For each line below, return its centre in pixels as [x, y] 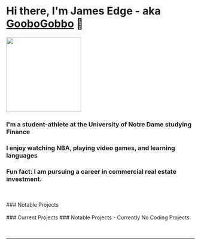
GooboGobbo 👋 [45, 24]
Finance [18, 132]
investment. [24, 179]
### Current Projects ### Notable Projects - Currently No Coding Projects [98, 217]
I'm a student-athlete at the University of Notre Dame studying [99, 124]
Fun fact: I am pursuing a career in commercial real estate [91, 171]
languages [22, 155]
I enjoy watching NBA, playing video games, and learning [91, 148]
